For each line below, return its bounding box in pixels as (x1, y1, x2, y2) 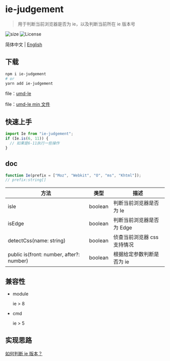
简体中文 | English (5, 41, 42, 48)
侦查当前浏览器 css (113, 234, 159, 241)
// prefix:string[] (5, 177, 47, 183)
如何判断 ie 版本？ (5, 350, 43, 356)
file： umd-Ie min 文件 (5, 101, 51, 107)
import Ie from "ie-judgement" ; (5, 131, 73, 137)
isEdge (8, 220, 24, 227)
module (12, 291, 29, 297)
